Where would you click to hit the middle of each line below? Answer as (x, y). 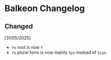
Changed (19, 26)
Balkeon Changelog (45, 8)
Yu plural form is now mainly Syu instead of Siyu (59, 52)
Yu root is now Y (27, 47)
